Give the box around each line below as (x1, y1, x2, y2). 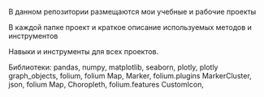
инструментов (8, 32, 58, 40)
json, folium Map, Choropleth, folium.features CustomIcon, (8, 80, 205, 89)
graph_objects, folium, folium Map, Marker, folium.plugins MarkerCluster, (8, 71, 252, 80)
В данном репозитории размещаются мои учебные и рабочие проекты (8, 7, 257, 16)
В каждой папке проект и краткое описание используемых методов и (8, 23, 252, 32)
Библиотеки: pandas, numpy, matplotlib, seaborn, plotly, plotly (8, 62, 219, 72)
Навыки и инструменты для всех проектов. (8, 47, 159, 56)
